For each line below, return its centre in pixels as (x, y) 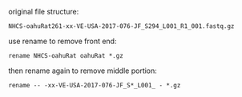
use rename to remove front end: (63, 41)
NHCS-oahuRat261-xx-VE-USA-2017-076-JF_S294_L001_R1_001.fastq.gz (121, 26)
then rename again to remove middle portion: (83, 71)
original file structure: (44, 12)
